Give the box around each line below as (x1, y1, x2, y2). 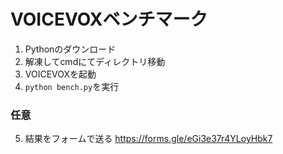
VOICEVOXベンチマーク (10, 8, 208, 31)
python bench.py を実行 (24, 80, 120, 92)
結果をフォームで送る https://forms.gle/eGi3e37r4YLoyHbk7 (24, 133, 273, 145)
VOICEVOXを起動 (24, 68, 97, 80)
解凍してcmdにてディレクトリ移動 (24, 55, 166, 67)
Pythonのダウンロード (24, 43, 117, 55)
